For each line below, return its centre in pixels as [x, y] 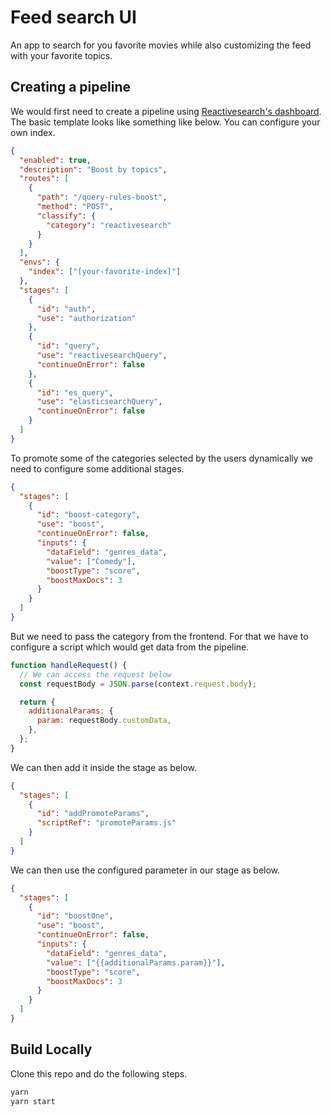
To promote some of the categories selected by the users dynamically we [161, 458]
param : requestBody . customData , [104, 721]
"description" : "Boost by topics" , [93, 169]
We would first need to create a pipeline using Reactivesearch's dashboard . [166, 111]
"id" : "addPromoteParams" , [93, 814]
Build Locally [51, 1049]
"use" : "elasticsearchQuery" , [99, 402]
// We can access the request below [95, 674]
